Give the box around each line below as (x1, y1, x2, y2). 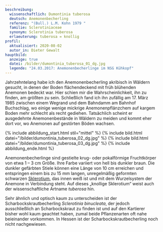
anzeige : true (9, 57, 38, 62)
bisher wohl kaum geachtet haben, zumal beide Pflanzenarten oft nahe (5, 211, 147, 216)
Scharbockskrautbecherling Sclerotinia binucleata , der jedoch (5, 200, 130, 206)
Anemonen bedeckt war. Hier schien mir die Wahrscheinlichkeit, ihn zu (5, 89, 147, 95)
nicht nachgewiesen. (5, 221, 47, 227)
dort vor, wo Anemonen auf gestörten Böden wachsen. (5, 121, 115, 126)
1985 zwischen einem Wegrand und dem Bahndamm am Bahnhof (5, 100, 136, 106)
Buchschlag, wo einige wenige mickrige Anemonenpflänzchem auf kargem (5, 105, 155, 111)
